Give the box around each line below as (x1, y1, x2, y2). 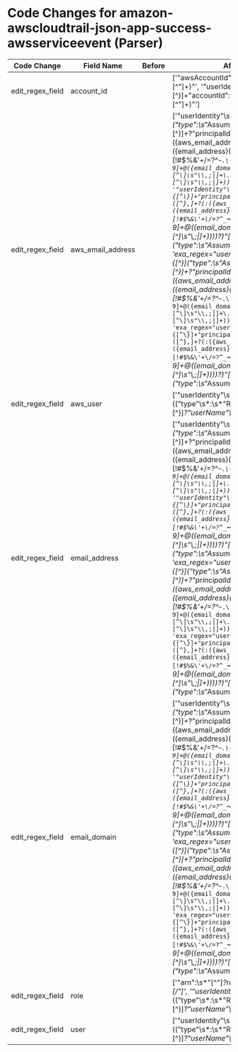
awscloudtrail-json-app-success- (7, 20, 212, 36)
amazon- (119, 5, 174, 21)
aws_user (70, 398, 103, 408)
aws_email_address (70, 245, 136, 254)
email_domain (70, 832, 117, 841)
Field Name (83, 60, 123, 70)
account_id (70, 86, 108, 96)
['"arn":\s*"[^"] (172, 977, 223, 987)
